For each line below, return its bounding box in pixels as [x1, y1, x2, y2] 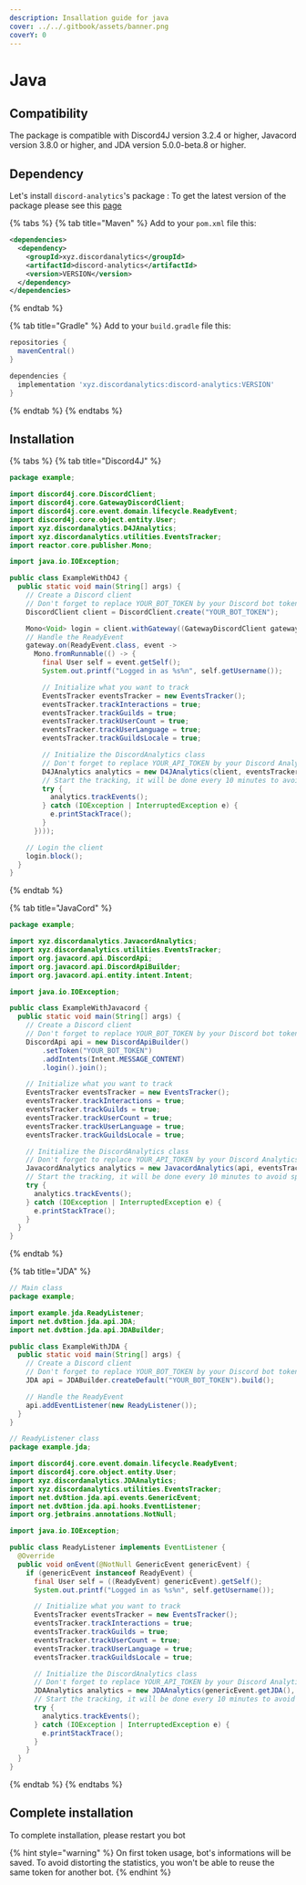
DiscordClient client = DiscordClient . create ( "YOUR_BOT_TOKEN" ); [25, 608, 280, 617]
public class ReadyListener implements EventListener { [9, 1543, 226, 1552]
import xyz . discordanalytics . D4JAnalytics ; [9, 524, 178, 533]
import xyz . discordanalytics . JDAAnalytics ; [9, 1475, 178, 1485]
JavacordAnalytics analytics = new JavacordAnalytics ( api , [25, 1164, 255, 1173]
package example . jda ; [9, 1442, 92, 1452]
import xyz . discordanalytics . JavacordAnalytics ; [9, 937, 198, 946]
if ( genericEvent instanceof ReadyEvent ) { [25, 1568, 194, 1578]
